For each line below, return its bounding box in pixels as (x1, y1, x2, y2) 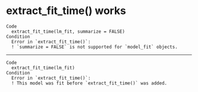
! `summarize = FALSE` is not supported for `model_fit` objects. (11, 44, 178, 50)
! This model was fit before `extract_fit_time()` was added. (11, 80, 167, 86)
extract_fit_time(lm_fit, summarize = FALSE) (11, 28, 126, 35)
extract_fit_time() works (6, 4, 127, 18)
